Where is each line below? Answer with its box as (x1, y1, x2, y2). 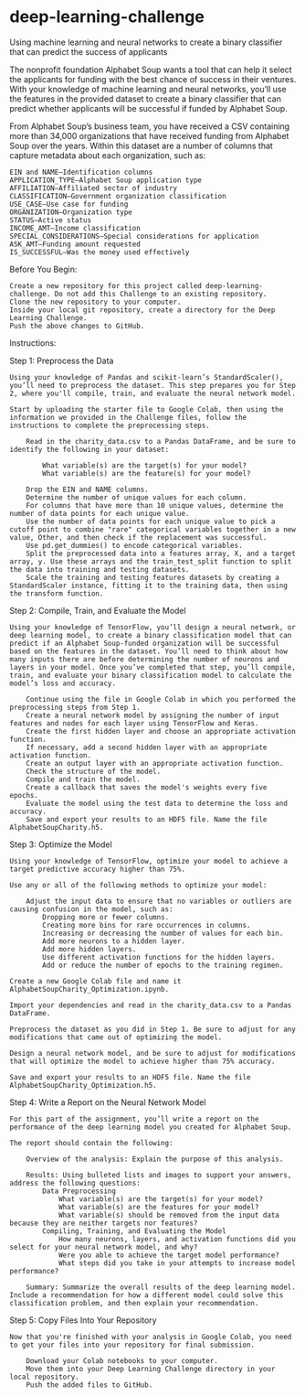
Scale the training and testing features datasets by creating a (26, 573, 280, 582)
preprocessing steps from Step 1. (9, 703, 142, 712)
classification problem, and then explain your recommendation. (9, 1298, 259, 1307)
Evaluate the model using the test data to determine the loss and (26, 799, 288, 808)
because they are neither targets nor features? (9, 1219, 198, 1228)
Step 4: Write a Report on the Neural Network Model (9, 1096, 206, 1108)
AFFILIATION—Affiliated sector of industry (9, 183, 178, 193)
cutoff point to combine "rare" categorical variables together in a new (9, 524, 297, 534)
